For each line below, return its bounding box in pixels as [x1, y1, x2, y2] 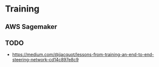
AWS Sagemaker [5, 23, 58, 31]
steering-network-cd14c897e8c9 [12, 57, 79, 63]
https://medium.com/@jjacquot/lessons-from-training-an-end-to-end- [12, 52, 154, 57]
